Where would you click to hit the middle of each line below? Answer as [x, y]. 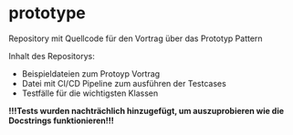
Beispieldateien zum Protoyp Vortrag [91, 73]
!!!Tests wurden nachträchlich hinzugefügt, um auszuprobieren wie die [146, 110]
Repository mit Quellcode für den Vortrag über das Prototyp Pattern [136, 38]
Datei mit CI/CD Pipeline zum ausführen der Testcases [124, 83]
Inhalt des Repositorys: [52, 56]
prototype [47, 13]
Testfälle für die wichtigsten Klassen [90, 93]
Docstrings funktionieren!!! [62, 120]
